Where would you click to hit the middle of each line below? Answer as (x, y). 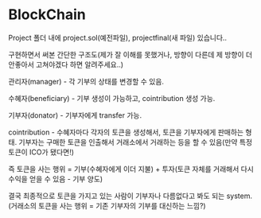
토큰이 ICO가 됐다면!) (41, 152)
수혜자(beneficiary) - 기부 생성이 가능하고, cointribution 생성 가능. (112, 98)
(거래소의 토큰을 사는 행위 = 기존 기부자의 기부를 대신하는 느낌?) (107, 205)
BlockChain (47, 15)
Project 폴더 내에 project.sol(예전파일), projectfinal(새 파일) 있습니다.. (118, 37)
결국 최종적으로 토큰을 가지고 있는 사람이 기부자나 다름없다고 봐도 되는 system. (130, 196)
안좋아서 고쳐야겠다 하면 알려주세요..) (66, 64)
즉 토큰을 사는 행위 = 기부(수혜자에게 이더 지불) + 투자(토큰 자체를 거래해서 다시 (131, 169)
